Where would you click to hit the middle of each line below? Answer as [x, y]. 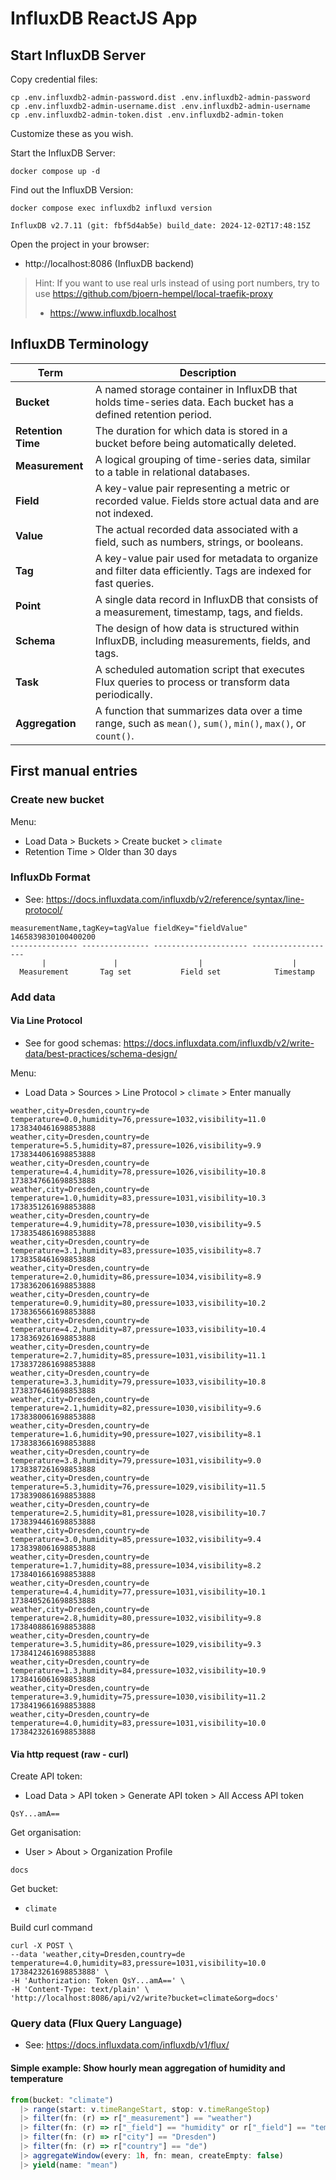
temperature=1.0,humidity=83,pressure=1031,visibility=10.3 [138, 1198]
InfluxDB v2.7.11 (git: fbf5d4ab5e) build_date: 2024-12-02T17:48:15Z [160, 226]
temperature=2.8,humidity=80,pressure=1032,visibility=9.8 [136, 1618]
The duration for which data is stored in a [191, 430]
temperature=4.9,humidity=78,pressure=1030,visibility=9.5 [136, 1224]
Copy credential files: [54, 79]
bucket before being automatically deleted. [195, 443]
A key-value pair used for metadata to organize [206, 558]
